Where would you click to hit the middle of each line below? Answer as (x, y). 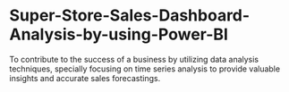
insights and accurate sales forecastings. (85, 78)
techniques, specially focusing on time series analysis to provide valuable (144, 69)
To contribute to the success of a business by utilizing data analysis (134, 59)
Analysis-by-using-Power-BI (119, 34)
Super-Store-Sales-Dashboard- (130, 16)
